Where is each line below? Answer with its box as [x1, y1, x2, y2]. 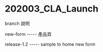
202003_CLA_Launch [5, 3, 98, 15]
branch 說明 [5, 20, 30, 26]
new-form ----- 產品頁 [5, 31, 52, 37]
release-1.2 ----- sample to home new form [5, 41, 95, 47]
